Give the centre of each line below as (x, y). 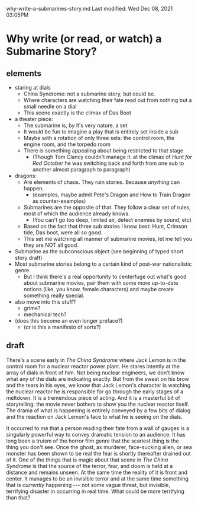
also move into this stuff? (45, 302)
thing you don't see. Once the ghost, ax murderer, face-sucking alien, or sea (99, 447)
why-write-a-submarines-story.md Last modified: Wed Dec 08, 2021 (90, 9)
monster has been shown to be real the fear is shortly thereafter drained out (98, 453)
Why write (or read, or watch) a (84, 39)
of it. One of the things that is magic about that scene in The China (87, 460)
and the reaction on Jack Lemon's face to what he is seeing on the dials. (94, 416)
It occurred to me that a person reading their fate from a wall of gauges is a (98, 428)
